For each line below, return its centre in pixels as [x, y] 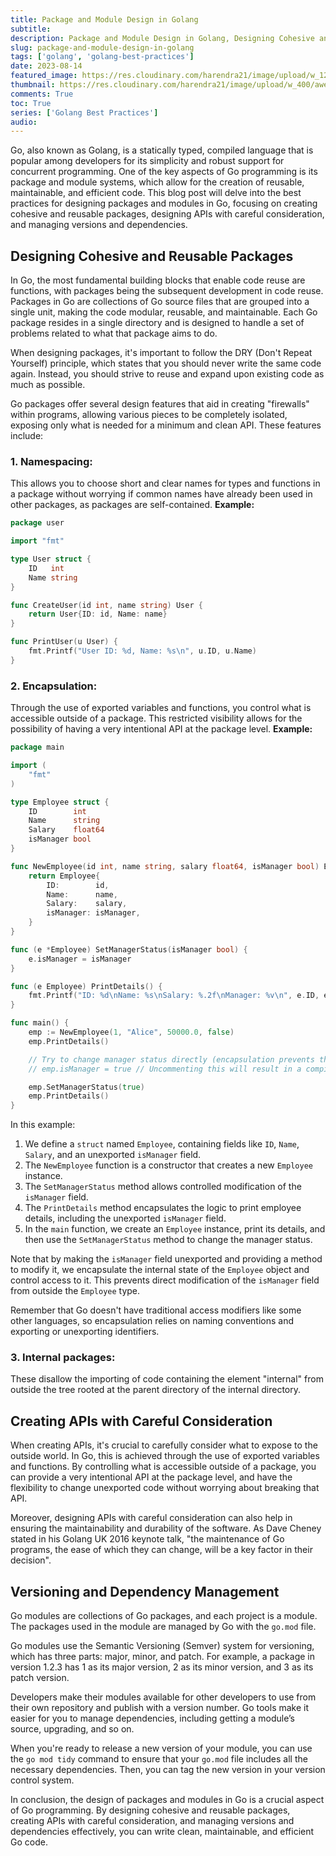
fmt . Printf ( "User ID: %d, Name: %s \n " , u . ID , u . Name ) [142, 651]
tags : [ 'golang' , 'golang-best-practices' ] [102, 57]
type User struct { [51, 559]
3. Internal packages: [63, 1358]
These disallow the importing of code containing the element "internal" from [167, 1379]
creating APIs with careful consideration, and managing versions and [152, 1821]
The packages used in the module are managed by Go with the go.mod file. [163, 1627]
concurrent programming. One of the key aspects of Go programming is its [164, 172]
